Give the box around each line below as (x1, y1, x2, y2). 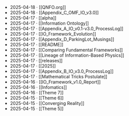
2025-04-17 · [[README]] (10, 42, 64, 47)
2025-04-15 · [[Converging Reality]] (10, 100, 84, 106)
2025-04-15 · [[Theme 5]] (10, 105, 64, 111)
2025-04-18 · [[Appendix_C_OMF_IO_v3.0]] (10, 10, 99, 16)
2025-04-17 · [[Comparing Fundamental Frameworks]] (10, 47, 123, 53)
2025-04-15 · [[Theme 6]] (10, 95, 64, 101)
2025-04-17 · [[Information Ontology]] (10, 20, 89, 26)
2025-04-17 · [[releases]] (10, 58, 63, 63)
